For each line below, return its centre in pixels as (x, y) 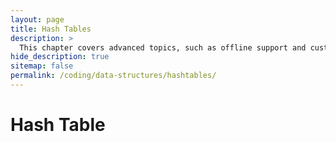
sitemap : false (42, 66)
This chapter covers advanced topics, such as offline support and (163, 47)
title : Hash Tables (51, 29)
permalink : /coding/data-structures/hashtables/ (113, 76)
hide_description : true (60, 57)
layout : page (37, 19)
